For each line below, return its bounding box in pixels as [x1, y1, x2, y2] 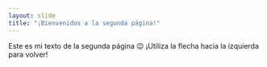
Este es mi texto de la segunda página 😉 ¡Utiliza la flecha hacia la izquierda [8, 41, 260, 50]
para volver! [8, 49, 48, 59]
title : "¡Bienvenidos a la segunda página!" [8, 19, 161, 27]
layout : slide [8, 11, 56, 20]
